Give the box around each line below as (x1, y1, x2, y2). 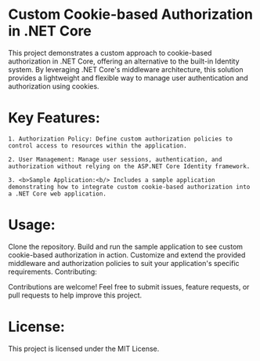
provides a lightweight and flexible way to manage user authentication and (8, 73, 248, 82)
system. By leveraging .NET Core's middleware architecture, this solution (8, 64, 244, 74)
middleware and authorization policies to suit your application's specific (8, 258, 240, 268)
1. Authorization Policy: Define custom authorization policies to (8, 135, 233, 143)
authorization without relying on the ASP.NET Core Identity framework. (8, 162, 251, 170)
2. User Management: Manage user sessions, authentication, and (8, 155, 222, 163)
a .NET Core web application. (8, 190, 107, 198)
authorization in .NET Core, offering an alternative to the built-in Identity (8, 57, 240, 66)
